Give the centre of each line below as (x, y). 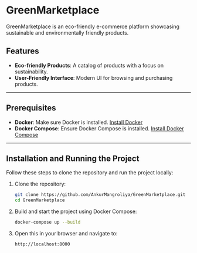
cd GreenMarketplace (40, 200)
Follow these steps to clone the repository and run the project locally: (90, 173)
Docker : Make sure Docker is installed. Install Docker (79, 122)
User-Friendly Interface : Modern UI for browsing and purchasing (94, 77)
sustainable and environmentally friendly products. (67, 32)
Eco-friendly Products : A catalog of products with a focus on (89, 65)
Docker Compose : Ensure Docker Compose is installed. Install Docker (99, 128)
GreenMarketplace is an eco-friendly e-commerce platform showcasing (93, 26)
